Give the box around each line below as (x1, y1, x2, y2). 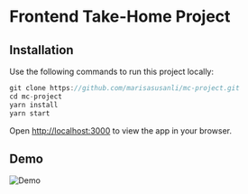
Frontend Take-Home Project (9, 6, 231, 27)
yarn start (9, 108, 51, 118)
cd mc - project (9, 92, 63, 101)
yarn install (9, 100, 59, 109)
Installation (9, 42, 74, 58)
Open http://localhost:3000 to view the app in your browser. (9, 125, 233, 136)
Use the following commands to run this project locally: (9, 66, 215, 77)
